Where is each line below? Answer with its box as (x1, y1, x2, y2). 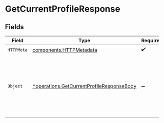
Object (7, 84, 23, 88)
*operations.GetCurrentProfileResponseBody (32, 83, 137, 89)
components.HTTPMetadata (32, 46, 98, 53)
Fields (5, 23, 24, 31)
